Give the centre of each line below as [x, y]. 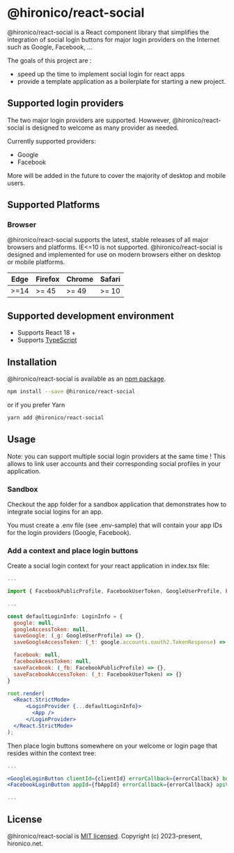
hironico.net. [25, 844]
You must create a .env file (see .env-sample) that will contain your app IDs [115, 525]
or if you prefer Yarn [36, 405]
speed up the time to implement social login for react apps [101, 74]
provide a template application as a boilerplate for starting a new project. [122, 81]
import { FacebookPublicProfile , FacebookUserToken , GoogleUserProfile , [115, 591]
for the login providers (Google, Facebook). [69, 532]
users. [16, 183]
